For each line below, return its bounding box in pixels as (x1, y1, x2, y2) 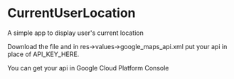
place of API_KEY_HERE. (7, 50, 80, 58)
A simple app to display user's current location (7, 28, 144, 37)
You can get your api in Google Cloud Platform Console (7, 63, 169, 72)
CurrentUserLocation (7, 5, 136, 21)
